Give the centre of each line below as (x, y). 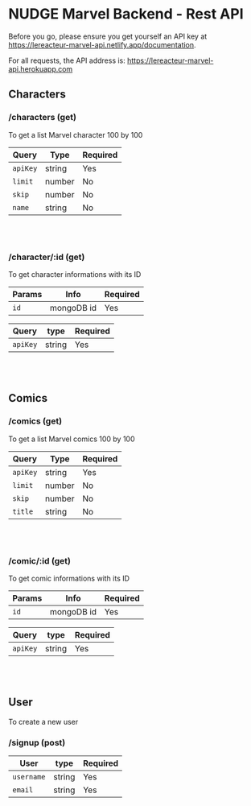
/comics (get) (35, 421)
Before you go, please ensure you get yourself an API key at (108, 36)
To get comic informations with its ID (69, 578)
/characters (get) (42, 118)
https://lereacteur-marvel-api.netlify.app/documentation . (102, 44)
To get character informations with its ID (75, 274)
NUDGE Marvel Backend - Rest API (126, 14)
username (29, 777)
